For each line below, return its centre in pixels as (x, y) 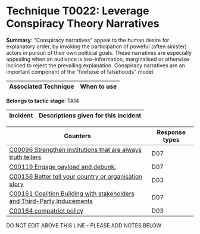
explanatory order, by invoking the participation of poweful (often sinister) (97, 46)
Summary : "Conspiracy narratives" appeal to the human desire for (88, 40)
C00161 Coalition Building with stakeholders (72, 194)
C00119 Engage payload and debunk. (63, 167)
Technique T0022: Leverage (78, 11)
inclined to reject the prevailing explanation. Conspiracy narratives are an (96, 65)
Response (171, 132)
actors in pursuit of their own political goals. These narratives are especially (99, 52)
